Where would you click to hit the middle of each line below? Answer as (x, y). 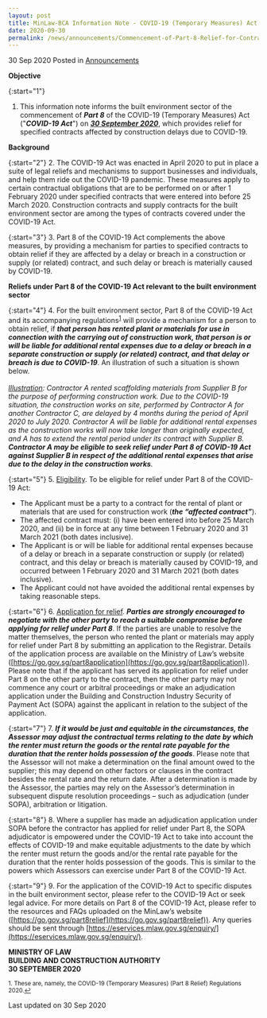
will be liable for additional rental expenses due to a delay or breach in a (130, 345)
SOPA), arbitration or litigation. (58, 804)
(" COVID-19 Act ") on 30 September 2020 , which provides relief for (131, 123)
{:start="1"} (27, 91)
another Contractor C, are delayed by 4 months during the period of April (128, 413)
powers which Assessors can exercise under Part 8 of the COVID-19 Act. (128, 870)
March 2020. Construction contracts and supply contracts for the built (123, 205)
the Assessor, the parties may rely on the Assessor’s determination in (122, 787)
